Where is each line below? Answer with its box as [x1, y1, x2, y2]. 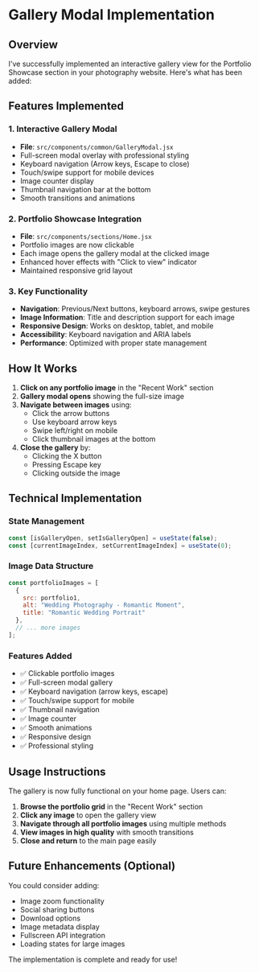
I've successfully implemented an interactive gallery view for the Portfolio [8, 59, 252, 68]
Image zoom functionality [19, 896, 105, 906]
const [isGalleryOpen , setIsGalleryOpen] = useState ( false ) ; [8, 533, 218, 542]
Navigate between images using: [19, 400, 132, 410]
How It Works [8, 361, 78, 375]
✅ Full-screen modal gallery [19, 678, 113, 687]
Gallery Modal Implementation [8, 6, 215, 24]
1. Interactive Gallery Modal [8, 123, 117, 134]
